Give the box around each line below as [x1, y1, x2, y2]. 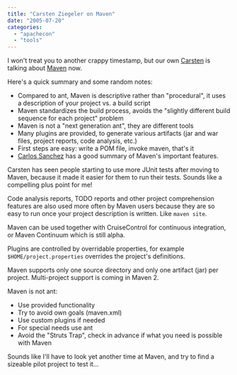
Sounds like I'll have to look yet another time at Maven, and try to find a [7, 352, 214, 361]
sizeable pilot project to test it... [7, 360, 99, 369]
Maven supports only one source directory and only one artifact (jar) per [7, 266, 219, 274]
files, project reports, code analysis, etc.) [17, 136, 138, 146]
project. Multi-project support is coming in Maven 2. [7, 273, 159, 282]
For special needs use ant [17, 324, 93, 332]
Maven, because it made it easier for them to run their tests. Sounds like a [7, 173, 223, 182]
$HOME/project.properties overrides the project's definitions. [7, 252, 185, 261]
